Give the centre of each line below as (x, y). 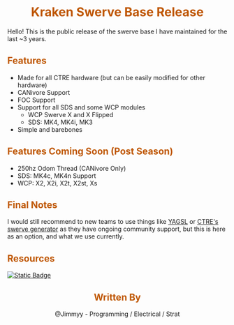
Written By (117, 297)
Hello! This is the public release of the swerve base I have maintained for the (117, 31)
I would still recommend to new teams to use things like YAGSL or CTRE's (113, 222)
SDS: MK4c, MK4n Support (57, 176)
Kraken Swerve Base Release (117, 12)
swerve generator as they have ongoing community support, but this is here (116, 229)
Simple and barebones (50, 129)
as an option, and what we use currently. (66, 236)
